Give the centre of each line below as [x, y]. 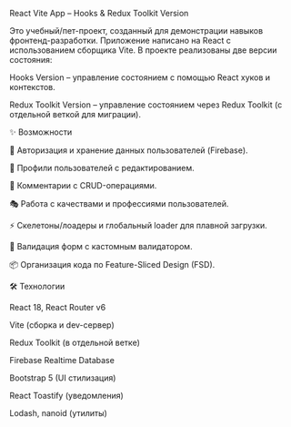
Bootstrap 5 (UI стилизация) [63, 378]
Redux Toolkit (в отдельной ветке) [75, 342]
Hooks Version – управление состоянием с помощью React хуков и [140, 77]
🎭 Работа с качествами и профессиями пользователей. [119, 203]
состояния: [31, 60]
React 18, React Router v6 [58, 307]
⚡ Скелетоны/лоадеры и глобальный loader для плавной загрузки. [139, 225]
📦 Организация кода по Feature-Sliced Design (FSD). [112, 264]
